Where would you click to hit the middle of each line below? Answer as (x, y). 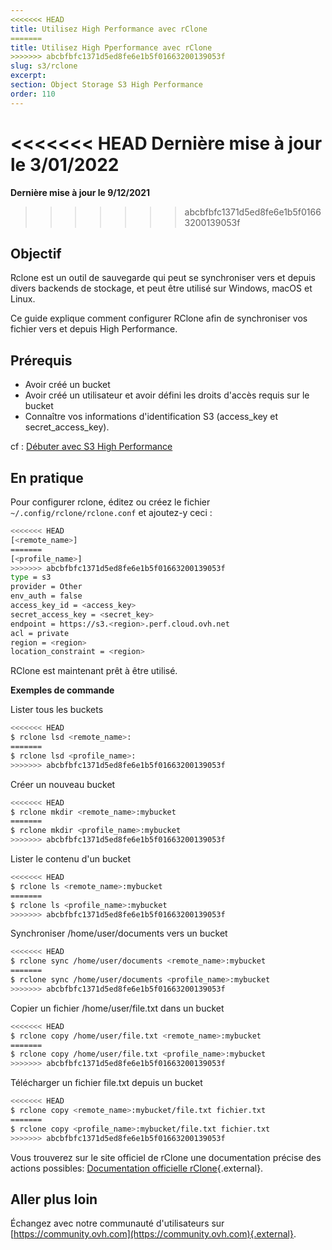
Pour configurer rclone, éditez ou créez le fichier (110, 502)
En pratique (47, 477)
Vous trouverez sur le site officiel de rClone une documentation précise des (166, 1157)
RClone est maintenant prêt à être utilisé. (94, 671)
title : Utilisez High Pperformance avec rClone (111, 47)
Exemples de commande (62, 690)
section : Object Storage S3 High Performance (106, 85)
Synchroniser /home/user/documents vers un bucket (119, 933)
